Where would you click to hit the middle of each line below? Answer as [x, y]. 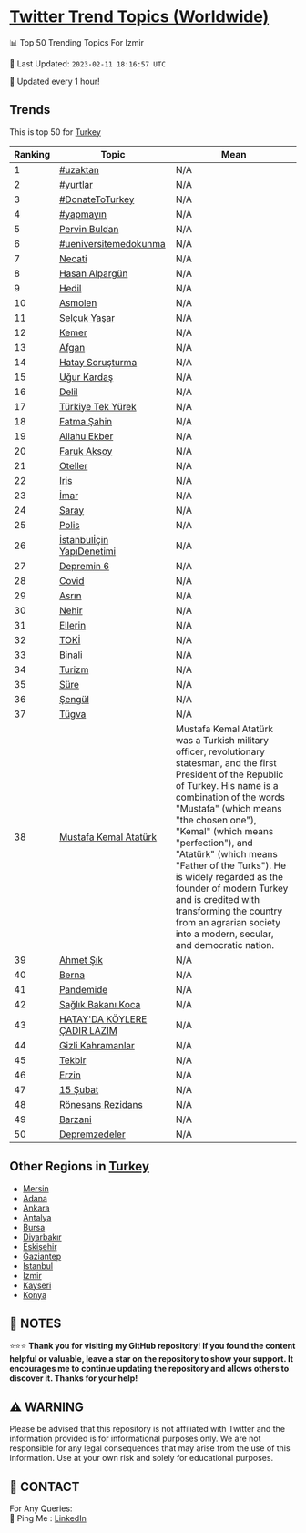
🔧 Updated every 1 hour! [55, 81]
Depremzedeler [92, 1134]
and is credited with [218, 899]
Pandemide [83, 989]
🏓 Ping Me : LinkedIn [48, 1518]
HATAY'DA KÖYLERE [103, 1019]
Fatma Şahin [85, 421]
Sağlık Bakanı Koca [100, 1004]
